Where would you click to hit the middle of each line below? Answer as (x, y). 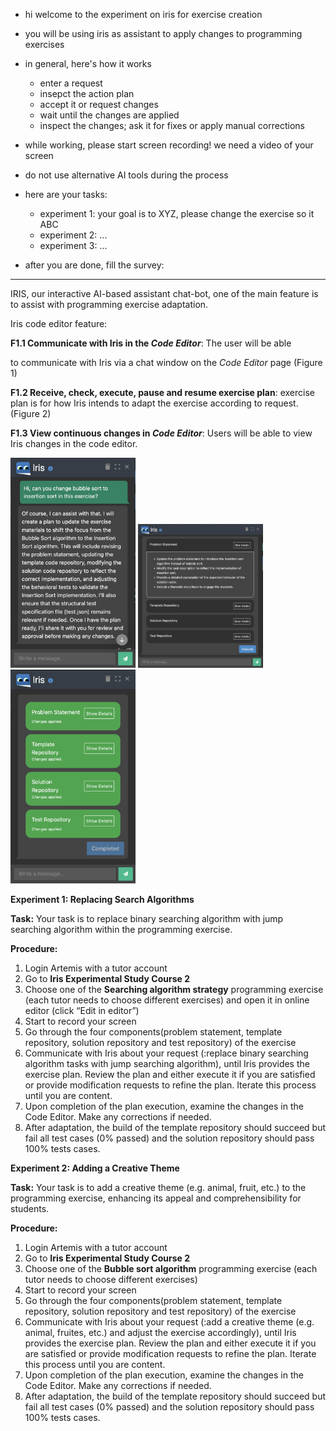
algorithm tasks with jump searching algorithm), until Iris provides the (167, 1064)
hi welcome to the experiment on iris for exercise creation (143, 14)
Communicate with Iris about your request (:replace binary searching (166, 1053)
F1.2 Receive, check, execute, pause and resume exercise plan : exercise (162, 392)
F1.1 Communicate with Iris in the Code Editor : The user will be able (151, 343)
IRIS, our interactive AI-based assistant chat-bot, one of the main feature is (164, 293)
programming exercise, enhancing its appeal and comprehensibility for (156, 1198)
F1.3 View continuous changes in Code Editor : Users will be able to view (161, 433)
